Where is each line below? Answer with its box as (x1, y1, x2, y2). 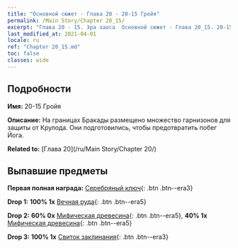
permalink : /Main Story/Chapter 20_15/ (7, 17, 125, 24)
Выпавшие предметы (7, 165, 108, 177)
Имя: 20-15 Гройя (7, 102, 62, 110)
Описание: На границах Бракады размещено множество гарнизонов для (7, 115, 231, 124)
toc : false (7, 50, 40, 58)
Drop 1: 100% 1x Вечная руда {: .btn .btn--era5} (7, 198, 147, 206)
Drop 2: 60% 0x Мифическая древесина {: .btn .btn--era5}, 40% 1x (7, 211, 208, 220)
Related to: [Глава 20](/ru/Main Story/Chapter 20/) (7, 144, 157, 153)
